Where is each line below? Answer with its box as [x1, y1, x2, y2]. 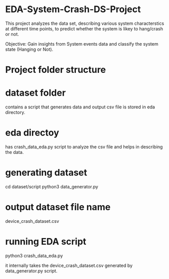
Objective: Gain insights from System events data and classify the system [5, 41, 158, 47]
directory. [5, 109, 25, 115]
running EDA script [5, 236, 87, 248]
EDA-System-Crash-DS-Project [5, 4, 141, 15]
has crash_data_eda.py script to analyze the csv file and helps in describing [5, 144, 163, 150]
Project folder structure [5, 64, 106, 75]
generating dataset [5, 167, 88, 178]
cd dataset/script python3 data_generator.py [5, 183, 99, 189]
